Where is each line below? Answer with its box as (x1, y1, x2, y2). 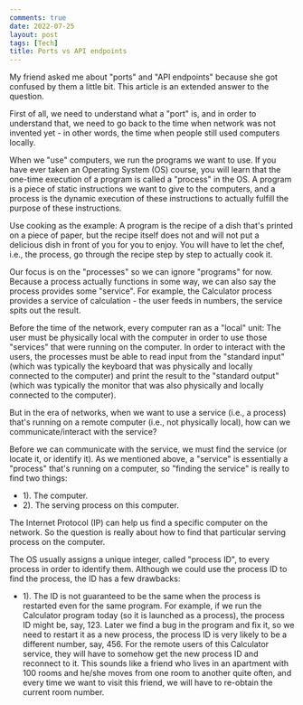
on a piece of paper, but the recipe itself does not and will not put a (9, 230, 260, 240)
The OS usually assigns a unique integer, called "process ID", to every (9, 554, 270, 565)
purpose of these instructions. (9, 202, 122, 213)
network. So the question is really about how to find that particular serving (9, 527, 287, 538)
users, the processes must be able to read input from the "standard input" (9, 352, 285, 362)
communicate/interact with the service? (9, 427, 157, 437)
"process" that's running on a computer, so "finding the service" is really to (9, 463, 289, 475)
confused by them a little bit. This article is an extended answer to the (9, 81, 270, 92)
